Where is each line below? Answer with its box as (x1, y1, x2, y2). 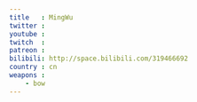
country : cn (9, 63, 58, 72)
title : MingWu (9, 12, 74, 22)
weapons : (9, 71, 46, 80)
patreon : (9, 46, 46, 55)
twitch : (9, 37, 46, 47)
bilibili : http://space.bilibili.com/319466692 (9, 54, 189, 63)
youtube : (9, 29, 46, 38)
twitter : (9, 21, 46, 30)
